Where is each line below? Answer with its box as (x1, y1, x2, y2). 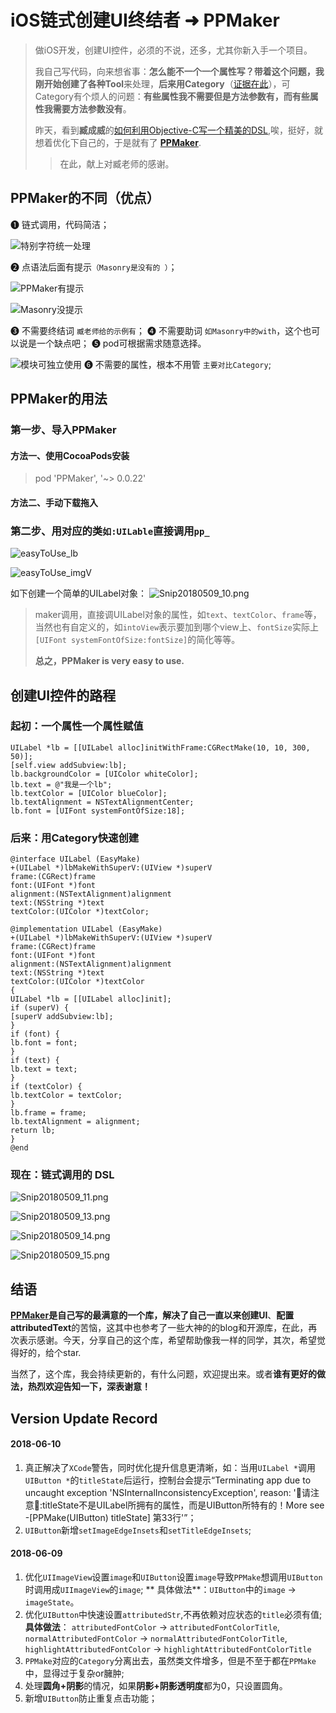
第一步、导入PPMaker (10, 423, 117, 437)
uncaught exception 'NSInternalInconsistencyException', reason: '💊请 (24, 1486, 312, 1498)
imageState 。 (24, 1596, 80, 1608)
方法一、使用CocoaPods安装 (10, 449, 130, 461)
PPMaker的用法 (10, 391, 108, 408)
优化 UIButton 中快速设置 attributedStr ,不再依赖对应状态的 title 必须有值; (24, 1609, 323, 1621)
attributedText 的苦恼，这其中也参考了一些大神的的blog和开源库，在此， (10, 1322, 309, 1334)
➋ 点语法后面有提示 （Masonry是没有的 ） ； (10, 261, 178, 273)
